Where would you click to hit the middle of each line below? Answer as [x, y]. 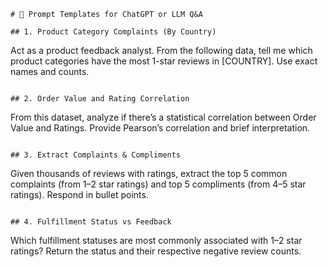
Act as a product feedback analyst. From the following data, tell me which [161, 50]
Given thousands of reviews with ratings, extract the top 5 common [149, 173]
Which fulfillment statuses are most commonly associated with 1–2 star [156, 240]
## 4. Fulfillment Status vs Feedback [91, 222]
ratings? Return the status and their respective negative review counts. [156, 251]
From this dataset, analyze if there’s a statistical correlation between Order [163, 117]
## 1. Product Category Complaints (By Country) [113, 32]
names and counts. [50, 71]
